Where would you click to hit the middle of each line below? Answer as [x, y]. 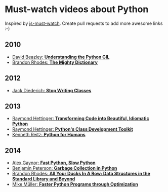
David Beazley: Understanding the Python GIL [61, 57]
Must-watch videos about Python [77, 9]
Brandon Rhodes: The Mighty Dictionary [55, 62]
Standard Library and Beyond [44, 179]
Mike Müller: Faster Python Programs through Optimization [75, 184]
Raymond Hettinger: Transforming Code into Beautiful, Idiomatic [81, 119]
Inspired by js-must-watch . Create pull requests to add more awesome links [84, 23]
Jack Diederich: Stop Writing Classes [52, 90]
